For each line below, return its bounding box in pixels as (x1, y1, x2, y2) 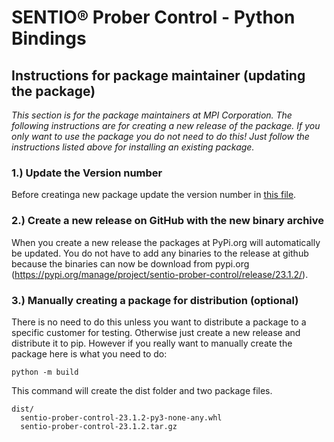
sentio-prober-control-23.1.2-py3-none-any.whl (20, 412, 223, 423)
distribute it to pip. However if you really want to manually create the (11, 337, 293, 349)
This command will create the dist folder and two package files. (11, 384, 273, 396)
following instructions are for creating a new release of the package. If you (11, 120, 321, 131)
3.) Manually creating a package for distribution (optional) (11, 293, 299, 307)
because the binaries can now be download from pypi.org (11, 257, 250, 270)
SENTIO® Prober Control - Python (11, 6, 296, 29)
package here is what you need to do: (11, 347, 168, 360)
